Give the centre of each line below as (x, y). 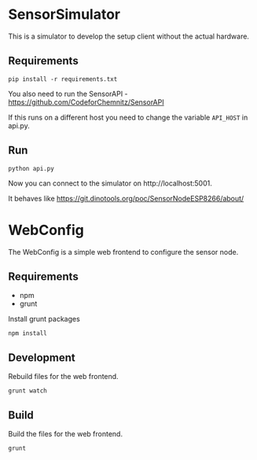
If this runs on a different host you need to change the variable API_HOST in (128, 117)
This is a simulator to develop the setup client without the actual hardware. (129, 36)
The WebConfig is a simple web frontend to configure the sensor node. (123, 252)
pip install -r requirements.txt (63, 79)
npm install (28, 333)
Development (42, 357)
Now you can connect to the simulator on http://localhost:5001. (110, 183)
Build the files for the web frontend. (66, 433)
